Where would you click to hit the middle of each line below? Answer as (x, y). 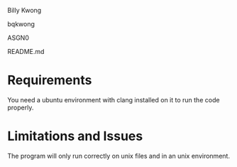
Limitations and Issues (75, 136)
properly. (21, 107)
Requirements (50, 80)
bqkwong (21, 24)
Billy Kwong (24, 10)
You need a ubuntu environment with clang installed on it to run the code (114, 99)
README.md (26, 52)
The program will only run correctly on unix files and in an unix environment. (119, 156)
